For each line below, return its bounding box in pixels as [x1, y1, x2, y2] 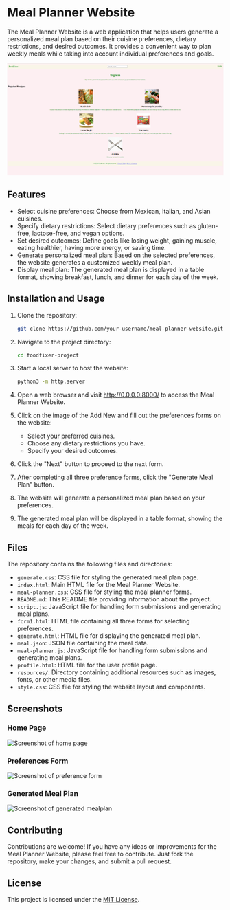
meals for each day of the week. [16, 522, 108, 530]
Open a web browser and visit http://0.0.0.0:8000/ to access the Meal [16, 390, 215, 399]
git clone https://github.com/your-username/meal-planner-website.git [16, 325, 224, 332]
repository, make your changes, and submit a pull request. [7, 857, 172, 865]
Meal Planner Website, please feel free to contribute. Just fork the [7, 850, 194, 858]
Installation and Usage [7, 293, 105, 304]
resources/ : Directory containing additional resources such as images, [16, 668, 216, 676]
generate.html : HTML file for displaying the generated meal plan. [16, 632, 201, 640]
